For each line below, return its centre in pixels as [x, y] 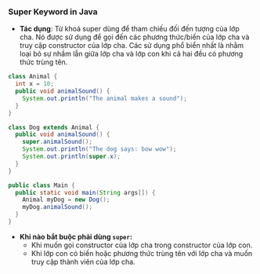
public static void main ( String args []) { [85, 192]
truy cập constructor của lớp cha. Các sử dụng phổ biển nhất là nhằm [132, 46]
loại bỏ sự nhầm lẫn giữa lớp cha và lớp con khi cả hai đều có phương [131, 54]
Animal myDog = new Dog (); [66, 200]
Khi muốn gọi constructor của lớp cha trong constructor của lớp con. [142, 245]
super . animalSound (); [57, 142]
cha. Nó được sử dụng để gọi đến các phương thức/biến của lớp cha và [134, 37]
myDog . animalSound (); [57, 207]
